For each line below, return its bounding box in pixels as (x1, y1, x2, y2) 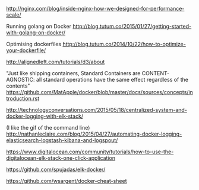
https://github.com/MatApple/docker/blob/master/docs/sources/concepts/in (6, 89, 193, 95)
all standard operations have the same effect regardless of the (36, 76, 189, 83)
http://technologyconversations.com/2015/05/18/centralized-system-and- (6, 107, 187, 113)
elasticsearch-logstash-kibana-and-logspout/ (6, 137, 118, 144)
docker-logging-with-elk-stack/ (6, 112, 84, 120)
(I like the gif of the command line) (6, 124, 90, 131)
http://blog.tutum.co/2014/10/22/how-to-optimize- (62, 41, 186, 47)
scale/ (6, 11, 21, 18)
